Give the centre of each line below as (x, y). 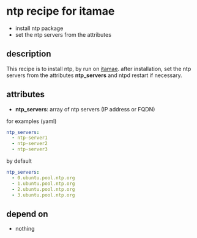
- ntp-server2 (30, 144)
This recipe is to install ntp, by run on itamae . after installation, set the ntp (99, 69)
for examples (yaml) (32, 121)
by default (19, 161)
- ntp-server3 (30, 149)
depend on (27, 214)
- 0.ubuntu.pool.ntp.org (43, 178)
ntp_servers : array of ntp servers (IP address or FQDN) (85, 109)
